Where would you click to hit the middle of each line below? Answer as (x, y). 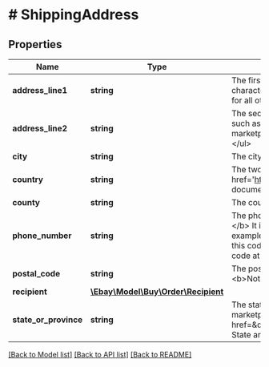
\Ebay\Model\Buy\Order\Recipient (157, 292)
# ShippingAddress (74, 15)
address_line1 (40, 90)
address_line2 (40, 128)
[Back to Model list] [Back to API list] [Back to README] (100, 355)
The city (247, 156)
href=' (243, 179)
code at (245, 256)
